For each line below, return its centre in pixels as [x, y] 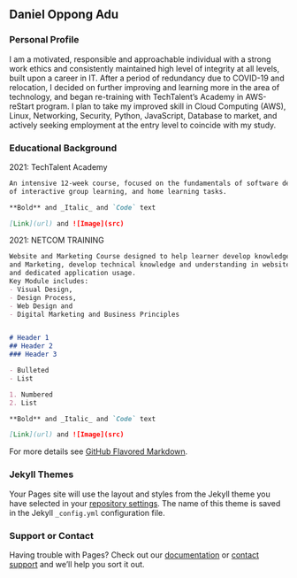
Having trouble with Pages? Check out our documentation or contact [134, 555]
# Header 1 [29, 338]
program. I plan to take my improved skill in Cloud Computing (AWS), [161, 106]
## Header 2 [31, 346]
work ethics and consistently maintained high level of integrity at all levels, [145, 68]
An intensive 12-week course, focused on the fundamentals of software [144, 183]
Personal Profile [44, 40]
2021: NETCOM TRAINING [57, 240]
